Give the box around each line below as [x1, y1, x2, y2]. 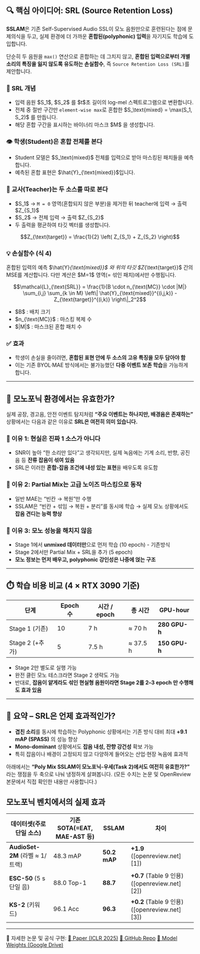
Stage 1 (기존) [9, 624, 49, 633]
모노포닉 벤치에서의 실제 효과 [6, 797, 106, 807]
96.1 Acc [53, 905, 79, 913]
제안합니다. [6, 67, 32, 75]
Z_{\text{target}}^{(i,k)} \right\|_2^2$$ [53, 296, 147, 303]
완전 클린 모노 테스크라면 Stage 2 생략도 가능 [14, 671, 120, 679]
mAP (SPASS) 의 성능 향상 [14, 735, 78, 742]
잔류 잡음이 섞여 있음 [27, 457, 75, 464]
